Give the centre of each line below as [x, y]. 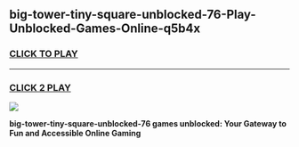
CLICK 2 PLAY [40, 87]
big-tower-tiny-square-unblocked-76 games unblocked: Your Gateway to [148, 123]
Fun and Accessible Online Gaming [75, 133]
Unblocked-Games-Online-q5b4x [105, 29]
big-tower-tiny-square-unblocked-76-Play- [133, 15]
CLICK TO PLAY [44, 54]
